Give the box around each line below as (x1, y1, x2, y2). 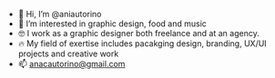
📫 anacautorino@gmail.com (17, 59, 126, 69)
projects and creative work (17, 48, 119, 59)
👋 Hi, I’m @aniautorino (17, 9, 102, 19)
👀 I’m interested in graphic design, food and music (17, 18, 208, 29)
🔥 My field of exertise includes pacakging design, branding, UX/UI (17, 38, 267, 49)
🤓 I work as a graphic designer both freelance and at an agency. (17, 28, 260, 38)
